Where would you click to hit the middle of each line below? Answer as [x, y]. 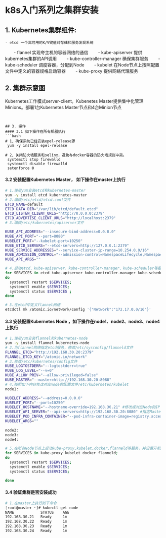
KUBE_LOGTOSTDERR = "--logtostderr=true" [46, 366]
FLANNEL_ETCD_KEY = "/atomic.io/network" [46, 357]
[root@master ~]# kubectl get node [42, 508]
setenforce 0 [21, 168]
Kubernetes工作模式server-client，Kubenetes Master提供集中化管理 [74, 101]
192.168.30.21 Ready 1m [36, 517]
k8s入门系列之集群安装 [52, 10]
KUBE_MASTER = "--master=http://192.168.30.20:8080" [58, 380]
